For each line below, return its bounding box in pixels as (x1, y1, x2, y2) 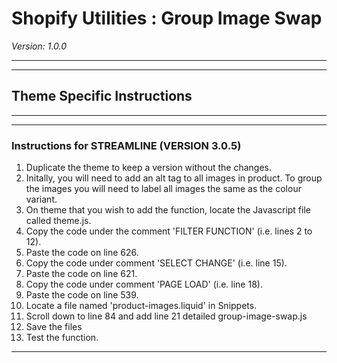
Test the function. (25, 332, 99, 344)
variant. (25, 193, 58, 206)
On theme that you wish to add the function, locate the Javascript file (25, 204, 311, 216)
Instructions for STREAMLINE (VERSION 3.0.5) (11, 138, 242, 152)
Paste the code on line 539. (25, 289, 139, 301)
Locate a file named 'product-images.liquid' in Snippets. (25, 300, 258, 312)
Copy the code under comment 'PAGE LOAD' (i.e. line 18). (25, 278, 263, 291)
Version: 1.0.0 (11, 40, 68, 52)
